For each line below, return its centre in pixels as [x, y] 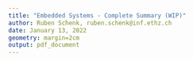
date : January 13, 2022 [48, 30]
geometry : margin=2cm [44, 38]
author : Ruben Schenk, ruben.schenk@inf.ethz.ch [90, 23]
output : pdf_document [44, 45]
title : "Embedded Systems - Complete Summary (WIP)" [97, 15]
